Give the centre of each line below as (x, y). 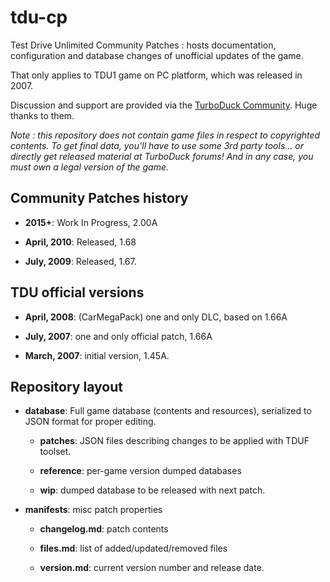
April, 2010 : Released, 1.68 (80, 242)
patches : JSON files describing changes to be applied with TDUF (174, 441)
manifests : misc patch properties (93, 510)
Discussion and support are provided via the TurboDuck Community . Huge (164, 105)
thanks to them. (42, 115)
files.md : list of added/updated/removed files (133, 548)
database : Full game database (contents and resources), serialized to (168, 411)
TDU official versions (77, 292)
